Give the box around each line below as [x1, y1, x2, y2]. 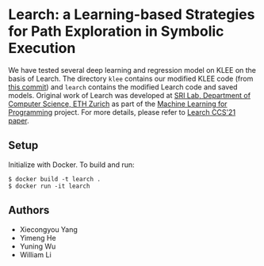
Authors [8, 203, 50, 217]
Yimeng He [19, 233, 57, 242]
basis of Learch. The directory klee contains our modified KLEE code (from [8, 74, 254, 83]
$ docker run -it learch [8, 182, 90, 190]
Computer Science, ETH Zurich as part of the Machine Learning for [8, 99, 228, 108]
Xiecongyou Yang [19, 224, 78, 234]
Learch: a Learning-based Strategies [8, 6, 255, 24]
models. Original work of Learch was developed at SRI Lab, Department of [8, 90, 251, 100]
